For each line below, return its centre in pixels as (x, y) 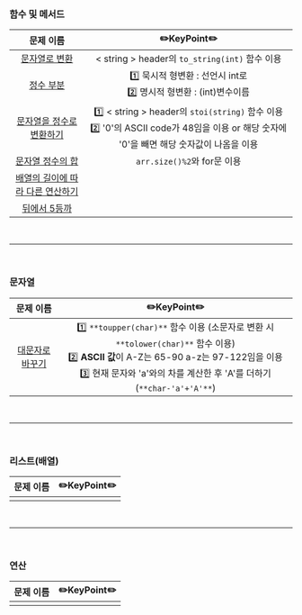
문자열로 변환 (47, 59)
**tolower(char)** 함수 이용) (176, 343)
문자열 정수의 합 (47, 161)
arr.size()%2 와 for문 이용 (189, 161)
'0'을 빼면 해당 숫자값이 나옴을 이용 (188, 144)
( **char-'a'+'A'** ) (175, 387)
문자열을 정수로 (47, 122)
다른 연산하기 (52, 192)
